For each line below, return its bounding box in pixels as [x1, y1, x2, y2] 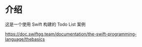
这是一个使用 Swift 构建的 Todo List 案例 [5, 21, 86, 27]
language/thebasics [5, 36, 45, 42]
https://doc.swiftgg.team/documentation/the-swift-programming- [5, 31, 137, 37]
